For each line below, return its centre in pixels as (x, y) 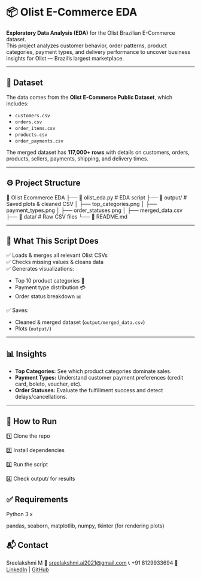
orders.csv (28, 122)
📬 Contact (27, 545)
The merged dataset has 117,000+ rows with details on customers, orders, (98, 152)
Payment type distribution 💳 (50, 287)
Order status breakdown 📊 (48, 296)
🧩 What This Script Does (52, 241)
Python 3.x (19, 514)
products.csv (31, 135)
